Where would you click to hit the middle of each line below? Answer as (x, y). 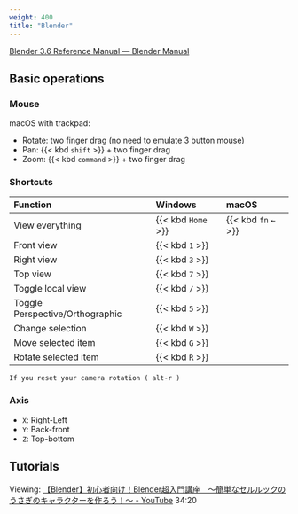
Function (33, 205)
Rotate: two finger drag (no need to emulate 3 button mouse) (133, 140)
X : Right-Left (45, 420)
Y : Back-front (46, 429)
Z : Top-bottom (48, 439)
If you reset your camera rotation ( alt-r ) (94, 378)
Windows (176, 205)
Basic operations (57, 78)
